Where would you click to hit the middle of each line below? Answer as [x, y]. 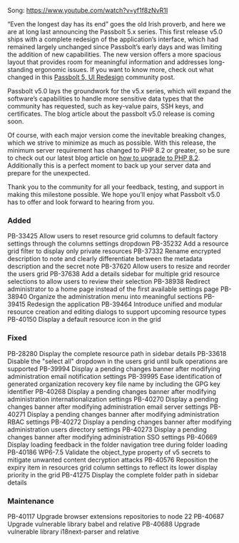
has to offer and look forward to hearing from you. [81, 202]
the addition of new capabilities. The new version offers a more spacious [114, 54]
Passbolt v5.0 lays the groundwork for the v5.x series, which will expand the [119, 91]
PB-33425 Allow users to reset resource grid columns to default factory [113, 236]
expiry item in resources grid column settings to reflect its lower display [112, 467]
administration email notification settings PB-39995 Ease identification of [115, 376]
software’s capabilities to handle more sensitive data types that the [106, 98]
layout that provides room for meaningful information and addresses [108, 62]
